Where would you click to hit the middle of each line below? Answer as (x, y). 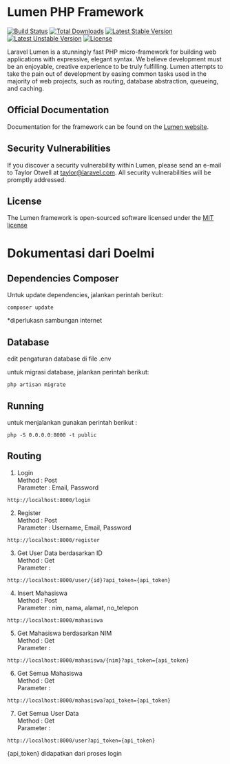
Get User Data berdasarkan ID (60, 553)
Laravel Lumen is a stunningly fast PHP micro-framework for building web (112, 52)
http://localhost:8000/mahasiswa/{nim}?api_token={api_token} (98, 660)
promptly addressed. (37, 179)
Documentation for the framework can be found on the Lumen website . (108, 127)
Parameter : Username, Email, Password (74, 527)
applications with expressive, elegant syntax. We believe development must (114, 59)
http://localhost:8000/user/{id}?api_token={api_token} (89, 580)
